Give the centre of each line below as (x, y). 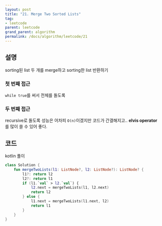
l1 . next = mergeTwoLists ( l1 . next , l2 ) (70, 201)
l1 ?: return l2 (38, 174)
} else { (31, 197)
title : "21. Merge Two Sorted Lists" (43, 14)
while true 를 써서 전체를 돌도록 (35, 95)
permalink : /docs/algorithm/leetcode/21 (46, 37)
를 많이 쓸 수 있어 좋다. (26, 127)
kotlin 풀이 (15, 156)
